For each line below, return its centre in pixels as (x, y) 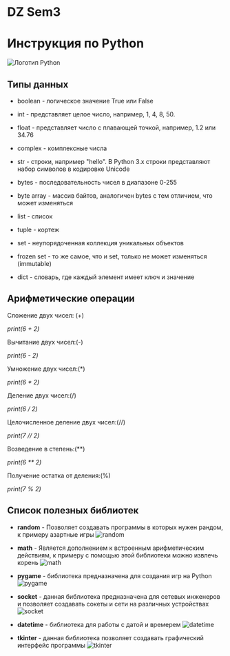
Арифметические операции (71, 299)
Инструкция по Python (76, 44)
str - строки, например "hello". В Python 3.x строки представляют (114, 161)
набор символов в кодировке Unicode (73, 169)
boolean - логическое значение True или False (85, 101)
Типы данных (38, 84)
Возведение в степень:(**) (46, 449)
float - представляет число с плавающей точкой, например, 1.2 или (116, 127)
